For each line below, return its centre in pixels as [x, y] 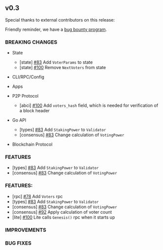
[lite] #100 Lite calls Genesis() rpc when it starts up [63, 217]
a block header [34, 111]
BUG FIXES [18, 243]
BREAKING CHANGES [31, 42]
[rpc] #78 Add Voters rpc [37, 196]
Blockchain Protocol [32, 145]
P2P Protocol [25, 96]
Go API [19, 120]
